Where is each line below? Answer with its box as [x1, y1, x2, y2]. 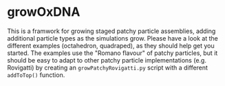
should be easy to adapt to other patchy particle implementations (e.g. [7, 56, 206, 64]
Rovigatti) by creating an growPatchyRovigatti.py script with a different [7, 63, 208, 72]
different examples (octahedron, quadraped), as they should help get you [7, 41, 215, 50]
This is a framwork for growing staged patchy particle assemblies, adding [7, 27, 216, 35]
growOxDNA [7, 4, 81, 20]
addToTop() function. [7, 70, 65, 79]
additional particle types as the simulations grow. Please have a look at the [7, 34, 218, 42]
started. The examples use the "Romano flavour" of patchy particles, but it [7, 49, 218, 57]
